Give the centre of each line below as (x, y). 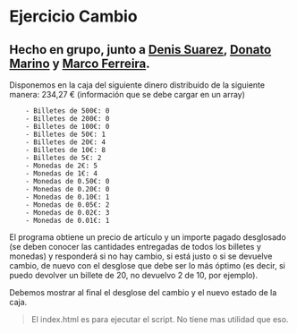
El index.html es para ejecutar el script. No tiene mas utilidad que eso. (160, 319)
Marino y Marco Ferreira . (80, 63)
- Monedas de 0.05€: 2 (68, 205)
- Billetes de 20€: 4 (65, 142)
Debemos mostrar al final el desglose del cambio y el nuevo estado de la (143, 292)
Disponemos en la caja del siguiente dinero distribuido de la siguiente (137, 85)
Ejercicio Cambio (73, 17)
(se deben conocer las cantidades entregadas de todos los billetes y (136, 247)
